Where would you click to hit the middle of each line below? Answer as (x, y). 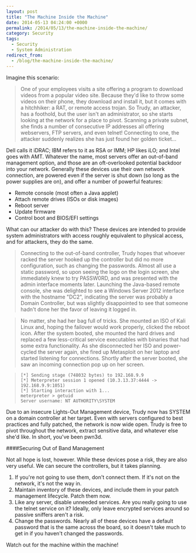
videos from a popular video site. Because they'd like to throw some (102, 95)
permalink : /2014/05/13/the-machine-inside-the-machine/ (77, 28)
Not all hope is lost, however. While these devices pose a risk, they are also (97, 460)
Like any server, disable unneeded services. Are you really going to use (101, 502)
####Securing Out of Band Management (55, 448)
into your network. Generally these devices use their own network (85, 169)
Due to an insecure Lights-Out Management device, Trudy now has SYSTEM (98, 411)
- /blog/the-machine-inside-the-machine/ (63, 61)
